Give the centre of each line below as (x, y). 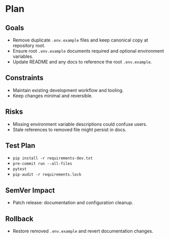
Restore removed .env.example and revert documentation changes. (83, 231)
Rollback (19, 219)
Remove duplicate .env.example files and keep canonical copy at (80, 40)
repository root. (29, 46)
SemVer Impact (30, 190)
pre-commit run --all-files (42, 164)
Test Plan (20, 146)
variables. (23, 56)
